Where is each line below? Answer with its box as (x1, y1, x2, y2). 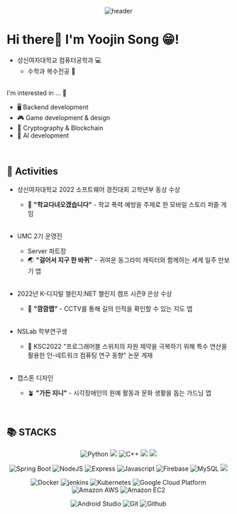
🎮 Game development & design (16, 113, 111, 122)
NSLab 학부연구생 (16, 327, 68, 335)
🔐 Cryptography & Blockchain (16, 123, 104, 132)
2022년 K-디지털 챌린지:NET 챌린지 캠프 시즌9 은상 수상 (16, 289, 172, 298)
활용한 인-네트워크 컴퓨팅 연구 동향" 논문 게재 (27, 351, 153, 359)
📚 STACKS (6, 426, 57, 439)
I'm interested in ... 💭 (6, 89, 67, 97)
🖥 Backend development (16, 103, 89, 111)
